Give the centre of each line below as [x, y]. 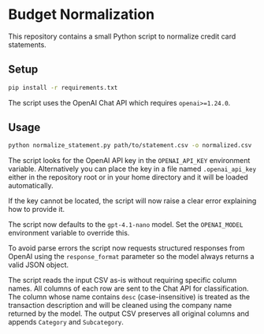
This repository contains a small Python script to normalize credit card [122, 36]
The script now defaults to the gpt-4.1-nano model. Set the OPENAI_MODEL [126, 225]
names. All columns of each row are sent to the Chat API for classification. [128, 288]
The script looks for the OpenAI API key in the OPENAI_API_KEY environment [129, 161]
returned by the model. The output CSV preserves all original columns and [129, 314]
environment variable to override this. [69, 233]
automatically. [31, 186]
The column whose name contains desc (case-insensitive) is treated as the [129, 297]
